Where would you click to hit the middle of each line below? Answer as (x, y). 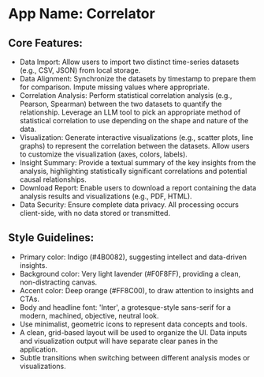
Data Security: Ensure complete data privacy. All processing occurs (129, 205)
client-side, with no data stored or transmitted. (95, 213)
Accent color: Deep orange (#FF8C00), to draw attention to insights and (136, 290)
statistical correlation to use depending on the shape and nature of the (134, 121)
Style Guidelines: (51, 238)
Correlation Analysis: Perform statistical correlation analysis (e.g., (126, 95)
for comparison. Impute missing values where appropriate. (115, 87)
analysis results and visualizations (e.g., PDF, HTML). (106, 196)
